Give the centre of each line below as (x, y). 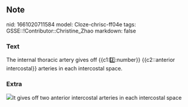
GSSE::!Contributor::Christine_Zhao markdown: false (71, 31)
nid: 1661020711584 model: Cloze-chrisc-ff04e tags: (71, 24)
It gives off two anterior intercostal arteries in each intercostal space (97, 98)
